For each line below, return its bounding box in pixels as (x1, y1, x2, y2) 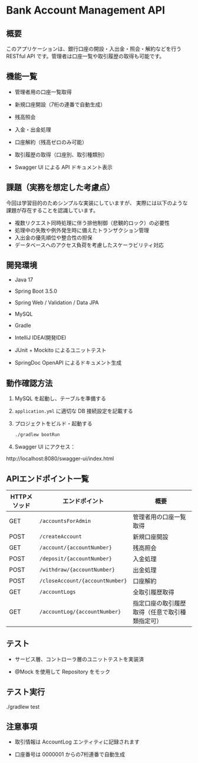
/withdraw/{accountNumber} (39, 566, 115, 573)
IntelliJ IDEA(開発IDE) (14, 334, 67, 341)
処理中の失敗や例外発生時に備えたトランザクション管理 (14, 227, 149, 234)
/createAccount (39, 533, 82, 540)
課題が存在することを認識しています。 (6, 207, 99, 214)
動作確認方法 (6, 378, 53, 388)
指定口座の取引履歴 (132, 599, 186, 607)
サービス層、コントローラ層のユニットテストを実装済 (14, 656, 144, 663)
